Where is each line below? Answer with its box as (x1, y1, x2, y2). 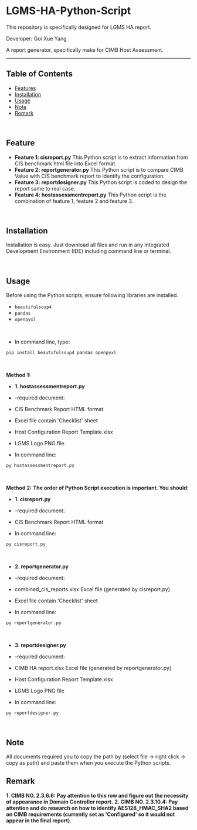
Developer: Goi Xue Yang (6, 35, 67, 42)
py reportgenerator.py (6, 620, 62, 626)
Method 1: (6, 372, 31, 379)
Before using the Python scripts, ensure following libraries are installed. (6, 292, 179, 299)
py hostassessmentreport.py (6, 463, 75, 469)
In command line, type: (14, 338, 70, 345)
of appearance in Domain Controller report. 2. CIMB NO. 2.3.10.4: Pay (6, 798, 178, 805)
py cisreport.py (6, 541, 46, 548)
